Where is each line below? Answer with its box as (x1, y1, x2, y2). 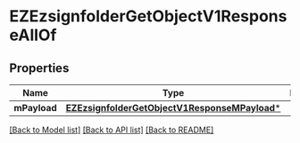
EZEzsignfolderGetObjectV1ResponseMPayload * (65, 102, 281, 114)
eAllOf (9, 25, 57, 45)
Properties (9, 60, 70, 75)
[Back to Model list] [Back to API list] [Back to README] (9, 124, 214, 135)
